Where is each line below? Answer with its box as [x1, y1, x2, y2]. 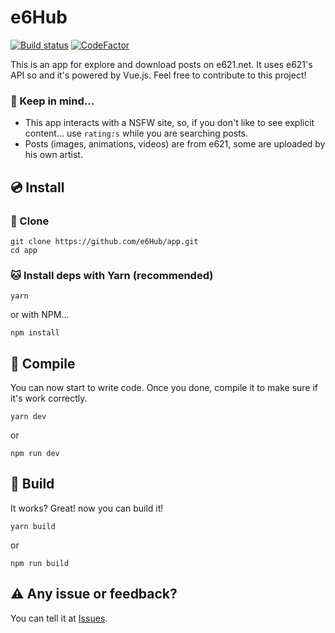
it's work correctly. [10, 392, 88, 405]
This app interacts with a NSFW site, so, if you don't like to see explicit [24, 117, 315, 129]
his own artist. [24, 149, 83, 161]
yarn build [10, 521, 56, 531]
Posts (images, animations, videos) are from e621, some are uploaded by [24, 138, 326, 150]
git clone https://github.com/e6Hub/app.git [10, 236, 199, 246]
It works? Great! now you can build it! [10, 502, 164, 514]
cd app [10, 245, 38, 255]
